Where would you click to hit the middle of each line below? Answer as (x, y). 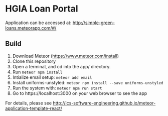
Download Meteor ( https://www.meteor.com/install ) (66, 56)
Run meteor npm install (37, 72)
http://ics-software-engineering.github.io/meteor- (104, 103)
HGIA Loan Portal (42, 9)
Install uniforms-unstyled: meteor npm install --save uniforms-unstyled (88, 82)
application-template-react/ (34, 108)
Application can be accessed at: (38, 23)
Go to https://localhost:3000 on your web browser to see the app (80, 93)
